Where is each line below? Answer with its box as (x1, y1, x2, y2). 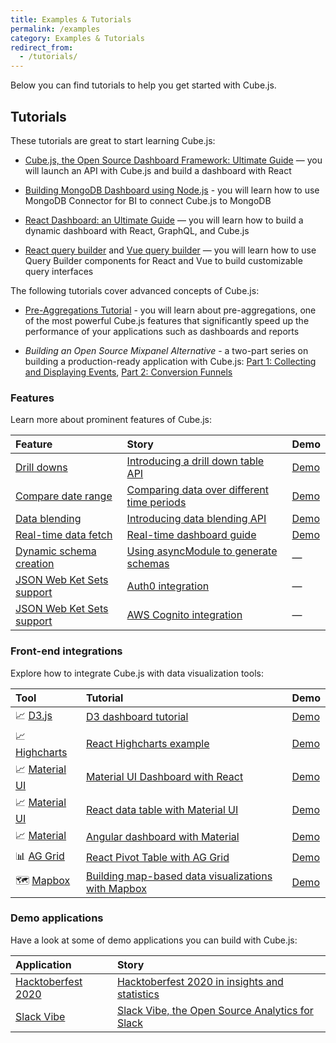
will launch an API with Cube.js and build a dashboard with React (24, 164, 292, 176)
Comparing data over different (126, 483, 269, 497)
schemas (126, 557, 170, 571)
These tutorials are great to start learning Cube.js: (10, 134, 216, 146)
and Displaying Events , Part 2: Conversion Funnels (24, 366, 233, 378)
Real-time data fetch (15, 528, 113, 542)
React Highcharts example (85, 737, 210, 751)
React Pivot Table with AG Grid (85, 851, 230, 865)
